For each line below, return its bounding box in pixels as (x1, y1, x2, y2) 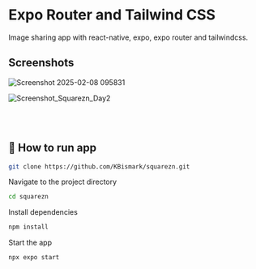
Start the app (8, 237, 53, 248)
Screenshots (8, 56, 75, 70)
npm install (8, 223, 49, 232)
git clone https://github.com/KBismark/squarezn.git (8, 162, 190, 171)
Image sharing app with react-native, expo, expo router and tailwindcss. (8, 32, 249, 42)
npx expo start (8, 254, 60, 262)
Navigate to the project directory (8, 177, 117, 187)
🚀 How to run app (8, 141, 97, 155)
